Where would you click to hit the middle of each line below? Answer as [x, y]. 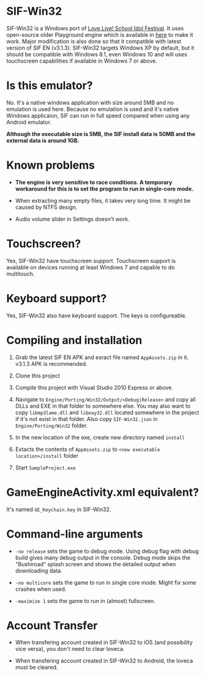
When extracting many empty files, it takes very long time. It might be [103, 200]
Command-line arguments [75, 534]
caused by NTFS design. [46, 207]
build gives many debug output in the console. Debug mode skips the [103, 557]
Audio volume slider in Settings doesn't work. [72, 219]
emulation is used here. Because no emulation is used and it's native [93, 109]
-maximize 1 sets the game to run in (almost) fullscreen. [85, 601]
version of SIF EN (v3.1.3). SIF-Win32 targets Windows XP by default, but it [100, 48]
